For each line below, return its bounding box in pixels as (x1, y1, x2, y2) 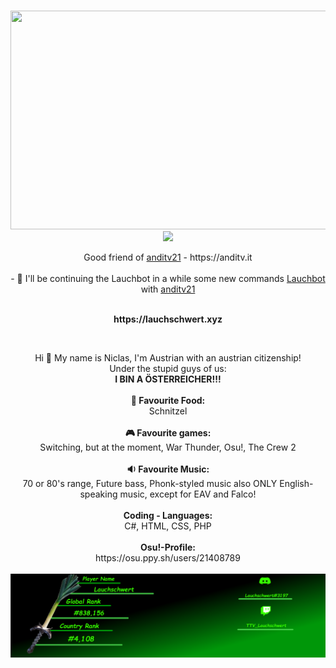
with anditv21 (140, 283, 196, 295)
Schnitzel (148, 405, 188, 417)
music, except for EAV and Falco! (119, 488, 257, 500)
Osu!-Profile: (140, 541, 196, 553)
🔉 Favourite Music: (126, 463, 210, 475)
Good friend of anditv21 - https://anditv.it (83, 251, 253, 263)
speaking (79, 488, 118, 500)
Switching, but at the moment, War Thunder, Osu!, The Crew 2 (39, 441, 297, 453)
